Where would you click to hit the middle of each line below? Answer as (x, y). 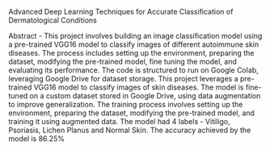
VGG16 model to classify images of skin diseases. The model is (139, 87)
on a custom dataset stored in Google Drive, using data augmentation (145, 96)
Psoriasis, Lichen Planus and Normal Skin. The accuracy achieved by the (130, 130)
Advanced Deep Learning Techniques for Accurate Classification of (121, 12)
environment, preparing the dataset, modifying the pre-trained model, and (131, 113)
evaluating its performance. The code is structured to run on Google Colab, (133, 70)
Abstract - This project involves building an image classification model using (135, 36)
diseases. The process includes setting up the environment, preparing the (131, 53)
